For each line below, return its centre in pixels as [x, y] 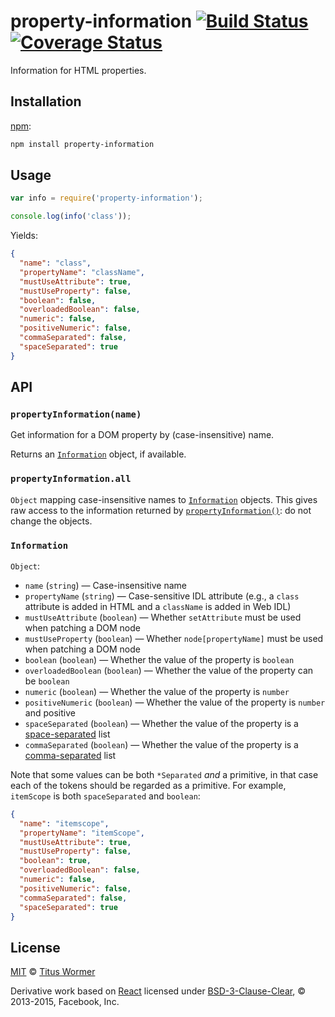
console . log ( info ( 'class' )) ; [71, 216]
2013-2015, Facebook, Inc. [65, 1002]
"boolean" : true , [55, 861]
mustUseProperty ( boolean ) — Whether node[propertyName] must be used [174, 638]
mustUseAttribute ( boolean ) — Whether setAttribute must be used [163, 617]
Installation [46, 101]
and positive [50, 712]
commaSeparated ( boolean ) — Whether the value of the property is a [161, 744]
